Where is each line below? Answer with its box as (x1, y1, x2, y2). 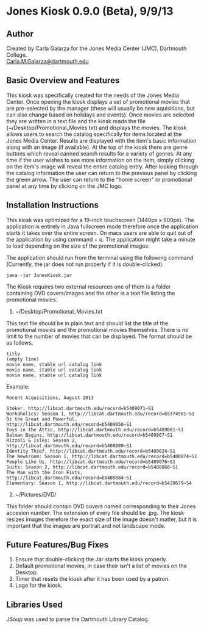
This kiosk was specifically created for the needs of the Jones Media (6, 92, 180, 99)
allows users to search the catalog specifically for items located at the (6, 130, 182, 138)
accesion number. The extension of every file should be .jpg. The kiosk (6, 509, 185, 516)
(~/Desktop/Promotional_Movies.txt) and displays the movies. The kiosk (6, 124, 187, 131)
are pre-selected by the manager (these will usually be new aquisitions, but (6, 104, 195, 112)
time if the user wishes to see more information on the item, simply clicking (6, 156, 195, 164)
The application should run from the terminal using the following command (6, 254, 194, 261)
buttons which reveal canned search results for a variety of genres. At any (6, 149, 192, 157)
